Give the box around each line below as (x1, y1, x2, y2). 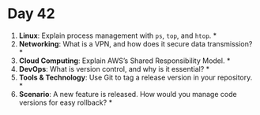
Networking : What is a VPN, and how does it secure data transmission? (18, 39, 253, 48)
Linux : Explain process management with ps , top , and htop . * (18, 31, 217, 40)
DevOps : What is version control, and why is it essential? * (18, 64, 210, 73)
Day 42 (7, 5, 56, 23)
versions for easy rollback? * (18, 98, 112, 107)
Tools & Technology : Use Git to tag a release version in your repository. (18, 72, 253, 82)
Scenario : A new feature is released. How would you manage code (18, 89, 238, 98)
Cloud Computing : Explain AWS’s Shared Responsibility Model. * (18, 56, 231, 65)
